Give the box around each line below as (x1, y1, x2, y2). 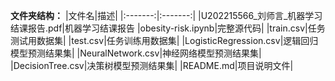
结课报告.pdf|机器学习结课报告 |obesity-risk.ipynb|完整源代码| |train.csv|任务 (10, 22, 326, 34)
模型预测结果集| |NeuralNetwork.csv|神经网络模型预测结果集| (10, 47, 262, 59)
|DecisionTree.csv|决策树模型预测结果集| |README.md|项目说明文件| (10, 60, 294, 71)
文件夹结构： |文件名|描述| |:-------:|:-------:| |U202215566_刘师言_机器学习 (10, 10, 323, 21)
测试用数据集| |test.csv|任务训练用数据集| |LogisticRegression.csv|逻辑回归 (10, 35, 319, 46)
